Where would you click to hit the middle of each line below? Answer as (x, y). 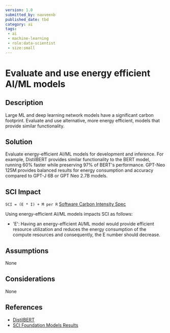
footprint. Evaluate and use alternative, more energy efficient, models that (83, 120)
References (24, 307)
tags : (11, 29)
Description (24, 103)
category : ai (19, 24)
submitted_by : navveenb (31, 15)
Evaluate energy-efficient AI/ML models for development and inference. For (84, 154)
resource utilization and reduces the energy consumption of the (79, 229)
